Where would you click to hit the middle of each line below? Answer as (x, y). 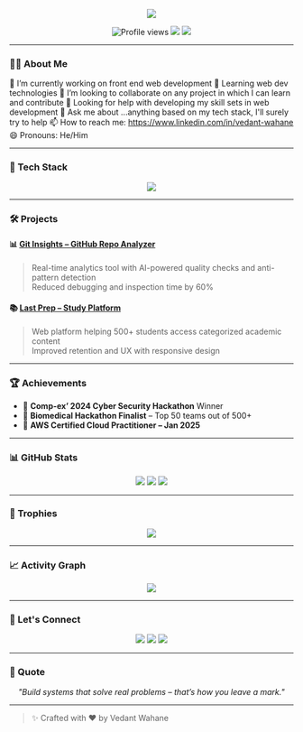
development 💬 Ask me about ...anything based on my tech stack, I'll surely (149, 112)
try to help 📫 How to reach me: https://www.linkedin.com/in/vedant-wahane (151, 123)
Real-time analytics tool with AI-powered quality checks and (143, 267)
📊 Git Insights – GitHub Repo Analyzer (83, 245)
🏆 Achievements (48, 383)
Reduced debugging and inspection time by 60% (122, 287)
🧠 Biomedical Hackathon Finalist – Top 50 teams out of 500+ (137, 416)
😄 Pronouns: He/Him (49, 135)
